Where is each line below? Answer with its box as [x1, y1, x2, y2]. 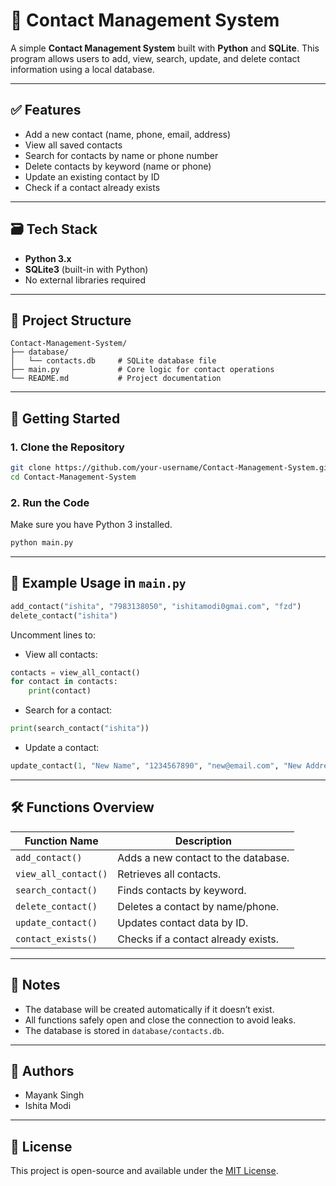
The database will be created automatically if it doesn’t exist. [24, 1003, 275, 1015]
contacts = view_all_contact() [10, 667, 141, 678]
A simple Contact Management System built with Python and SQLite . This [10, 42, 320, 54]
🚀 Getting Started [10, 410, 121, 427]
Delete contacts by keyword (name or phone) [24, 160, 212, 172]
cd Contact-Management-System [10, 472, 137, 482]
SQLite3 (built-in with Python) [24, 263, 149, 275]
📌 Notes [10, 977, 61, 994]
